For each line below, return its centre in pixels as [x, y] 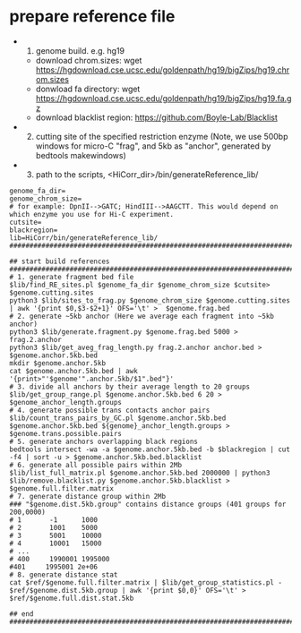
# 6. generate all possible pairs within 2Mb [95, 465]
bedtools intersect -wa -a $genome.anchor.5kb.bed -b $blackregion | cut [150, 449]
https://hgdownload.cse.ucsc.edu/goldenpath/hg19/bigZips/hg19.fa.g [163, 98]
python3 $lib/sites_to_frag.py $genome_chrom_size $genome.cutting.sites [150, 300]
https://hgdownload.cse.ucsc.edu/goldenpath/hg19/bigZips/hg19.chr [163, 70]
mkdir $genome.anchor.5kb [57, 363]
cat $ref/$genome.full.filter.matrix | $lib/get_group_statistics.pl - [146, 582]
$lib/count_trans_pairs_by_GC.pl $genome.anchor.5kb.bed [118, 418]
